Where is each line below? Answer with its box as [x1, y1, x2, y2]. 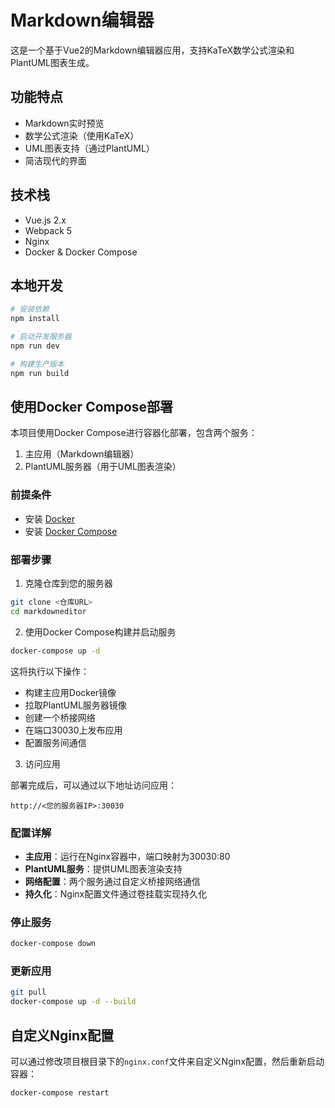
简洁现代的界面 [24, 154, 87, 166]
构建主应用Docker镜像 [24, 686, 117, 698]
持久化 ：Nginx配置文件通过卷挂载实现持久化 [24, 887, 208, 900]
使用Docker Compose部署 [10, 399, 174, 416]
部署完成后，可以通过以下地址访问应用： [10, 779, 177, 791]
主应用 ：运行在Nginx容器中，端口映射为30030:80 [24, 850, 231, 862]
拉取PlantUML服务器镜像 [24, 699, 127, 711]
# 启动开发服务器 [10, 332, 72, 342]
